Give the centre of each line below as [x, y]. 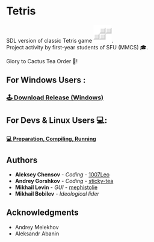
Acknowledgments [43, 213]
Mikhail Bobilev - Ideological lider [57, 194]
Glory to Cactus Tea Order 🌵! [42, 61]
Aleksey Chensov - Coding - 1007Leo [62, 175]
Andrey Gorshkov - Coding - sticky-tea [64, 181]
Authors [22, 160]
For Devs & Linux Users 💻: [57, 120]
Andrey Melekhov [37, 227]
